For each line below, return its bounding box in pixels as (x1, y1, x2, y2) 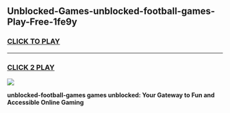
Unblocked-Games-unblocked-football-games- (7, 5, 216, 17)
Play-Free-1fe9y (7, 16, 77, 28)
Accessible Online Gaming (7, 98, 84, 106)
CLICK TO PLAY (7, 37, 60, 47)
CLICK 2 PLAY (7, 62, 55, 72)
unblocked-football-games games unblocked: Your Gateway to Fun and (7, 90, 215, 99)
